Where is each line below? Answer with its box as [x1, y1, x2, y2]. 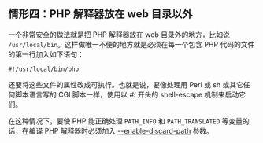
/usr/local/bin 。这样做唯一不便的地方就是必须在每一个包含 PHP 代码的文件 [8, 39, 255, 49]
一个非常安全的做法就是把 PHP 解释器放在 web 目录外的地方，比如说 [8, 30, 230, 39]
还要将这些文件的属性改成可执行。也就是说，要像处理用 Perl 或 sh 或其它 [8, 79, 244, 89]
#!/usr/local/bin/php [8, 65, 80, 73]
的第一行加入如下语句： [8, 49, 84, 59]
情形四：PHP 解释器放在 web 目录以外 [8, 7, 193, 21]
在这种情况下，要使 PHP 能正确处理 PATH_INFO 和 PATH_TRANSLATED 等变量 [8, 116, 243, 126]
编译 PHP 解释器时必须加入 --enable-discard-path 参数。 [28, 126, 214, 135]
